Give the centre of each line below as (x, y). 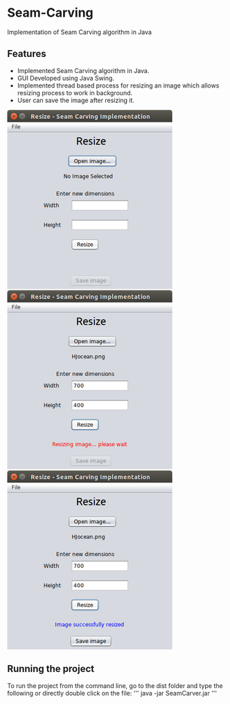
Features (27, 54)
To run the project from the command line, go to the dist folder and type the (115, 685)
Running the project (51, 669)
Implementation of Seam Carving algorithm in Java (80, 32)
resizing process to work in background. (75, 92)
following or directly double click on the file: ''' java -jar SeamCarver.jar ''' (112, 693)
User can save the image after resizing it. (76, 100)
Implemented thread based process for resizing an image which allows (118, 85)
